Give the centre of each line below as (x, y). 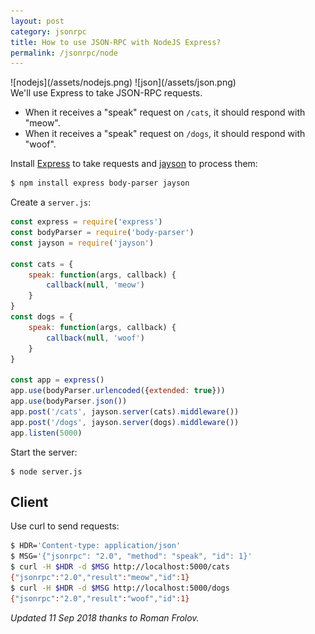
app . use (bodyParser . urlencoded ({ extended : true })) (118, 391)
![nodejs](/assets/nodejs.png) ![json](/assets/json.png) (123, 82)
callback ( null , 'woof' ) (95, 338)
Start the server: (44, 452)
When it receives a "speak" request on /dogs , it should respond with (165, 134)
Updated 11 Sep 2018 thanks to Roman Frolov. (105, 617)
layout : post (37, 21)
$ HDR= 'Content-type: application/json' (96, 546)
